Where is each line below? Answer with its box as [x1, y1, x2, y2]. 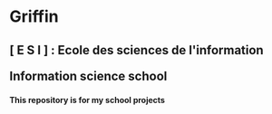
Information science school [9, 68, 168, 83]
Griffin [9, 6, 59, 27]
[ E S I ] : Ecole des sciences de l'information [9, 43, 265, 58]
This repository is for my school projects [9, 94, 166, 105]
